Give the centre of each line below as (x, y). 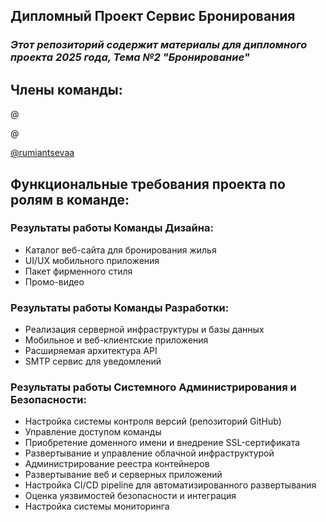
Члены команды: (66, 89)
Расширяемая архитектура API (91, 351)
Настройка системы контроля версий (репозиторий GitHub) (153, 421)
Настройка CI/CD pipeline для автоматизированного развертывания (170, 485)
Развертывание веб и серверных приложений (123, 475)
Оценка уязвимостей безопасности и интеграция (130, 496)
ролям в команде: (70, 199)
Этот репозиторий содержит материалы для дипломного (159, 45)
